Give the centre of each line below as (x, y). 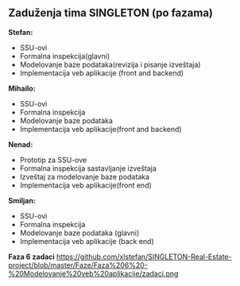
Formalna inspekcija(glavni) (64, 56)
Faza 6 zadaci (32, 257)
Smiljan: (22, 200)
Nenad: (21, 144)
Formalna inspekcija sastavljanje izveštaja (88, 168)
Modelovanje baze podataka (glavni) (79, 233)
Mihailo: (22, 88)
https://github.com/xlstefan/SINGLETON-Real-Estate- (144, 257)
